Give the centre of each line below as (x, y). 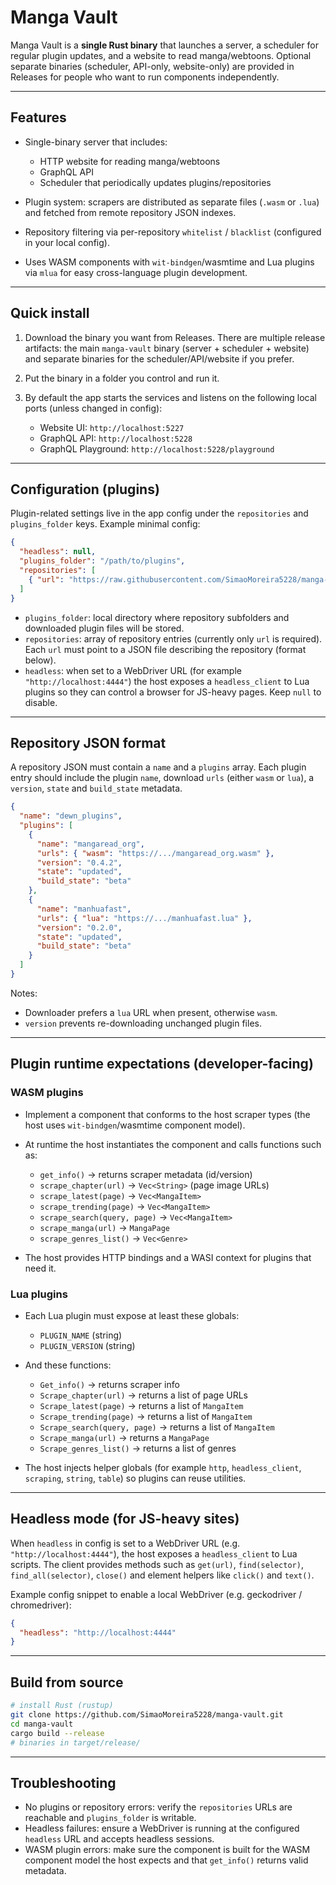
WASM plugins (47, 1093)
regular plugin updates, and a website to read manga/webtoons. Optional (161, 55)
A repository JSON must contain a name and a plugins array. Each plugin (158, 767)
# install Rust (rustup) (62, 1706)
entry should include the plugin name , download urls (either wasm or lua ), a (162, 778)
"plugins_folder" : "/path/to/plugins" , (102, 561)
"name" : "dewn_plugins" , (71, 816)
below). (40, 660)
